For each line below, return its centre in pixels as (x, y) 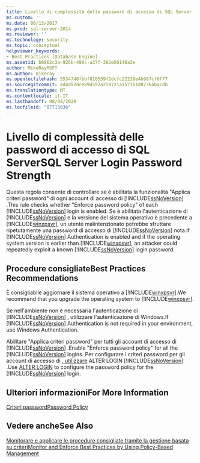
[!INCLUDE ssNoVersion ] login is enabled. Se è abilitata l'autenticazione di (97, 211)
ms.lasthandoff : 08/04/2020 (41, 101)
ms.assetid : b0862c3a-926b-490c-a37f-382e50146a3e (71, 62)
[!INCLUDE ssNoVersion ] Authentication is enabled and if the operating (93, 237)
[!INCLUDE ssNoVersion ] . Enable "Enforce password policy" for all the (92, 348)
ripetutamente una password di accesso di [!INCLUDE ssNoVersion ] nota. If (98, 230)
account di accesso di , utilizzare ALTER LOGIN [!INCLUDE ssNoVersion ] (95, 361)
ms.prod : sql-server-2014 (38, 29)
